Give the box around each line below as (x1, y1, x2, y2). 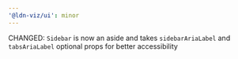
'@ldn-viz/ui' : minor (8, 11, 80, 20)
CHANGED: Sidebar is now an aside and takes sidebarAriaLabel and (8, 33, 231, 42)
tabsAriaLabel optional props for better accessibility (8, 41, 178, 51)
